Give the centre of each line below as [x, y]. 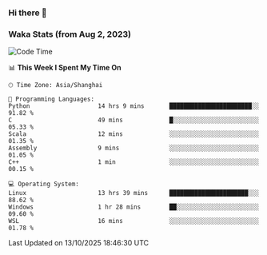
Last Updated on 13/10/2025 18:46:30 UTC [79, 243]
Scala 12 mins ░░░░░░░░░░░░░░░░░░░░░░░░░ [134, 134]
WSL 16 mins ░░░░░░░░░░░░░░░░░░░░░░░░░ [134, 221]
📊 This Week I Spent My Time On [65, 68]
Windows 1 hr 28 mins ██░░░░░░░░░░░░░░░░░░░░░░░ [134, 207]
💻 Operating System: [44, 184]
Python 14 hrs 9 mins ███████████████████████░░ [134, 106]
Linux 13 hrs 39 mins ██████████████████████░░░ [134, 193]
